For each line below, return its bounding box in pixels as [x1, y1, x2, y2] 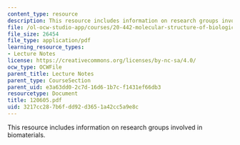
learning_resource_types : [7, 44, 84, 51]
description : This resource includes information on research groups [7, 17, 219, 24]
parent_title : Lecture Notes [7, 70, 94, 77]
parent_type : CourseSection [7, 76, 91, 84]
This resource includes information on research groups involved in [7, 123, 203, 131]
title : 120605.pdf [7, 97, 62, 104]
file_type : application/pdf [7, 37, 91, 44]
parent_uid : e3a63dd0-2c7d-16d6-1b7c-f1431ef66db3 [7, 84, 161, 91]
